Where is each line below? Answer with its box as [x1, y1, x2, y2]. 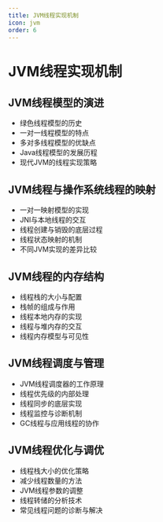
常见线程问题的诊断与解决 [19, 505, 103, 515]
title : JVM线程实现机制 [8, 11, 79, 20]
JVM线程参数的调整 [19, 485, 84, 495]
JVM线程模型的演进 [8, 96, 105, 109]
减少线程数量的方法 [19, 476, 83, 485]
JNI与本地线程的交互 [19, 215, 87, 225]
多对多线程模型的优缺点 [19, 138, 96, 148]
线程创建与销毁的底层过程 [19, 225, 103, 234]
